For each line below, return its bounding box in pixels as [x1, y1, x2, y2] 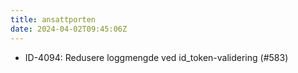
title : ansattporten [10, 14, 97, 25]
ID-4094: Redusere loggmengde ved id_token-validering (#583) [24, 51, 289, 63]
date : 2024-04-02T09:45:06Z [10, 24, 128, 34]
